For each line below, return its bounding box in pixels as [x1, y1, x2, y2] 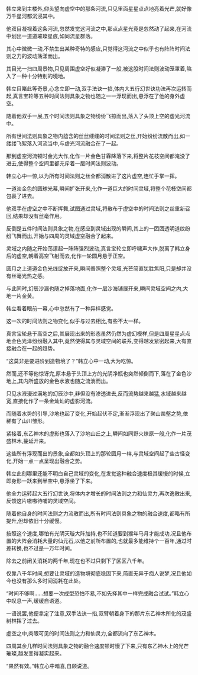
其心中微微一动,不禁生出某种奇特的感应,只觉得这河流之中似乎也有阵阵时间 [6, 45, 186, 52]
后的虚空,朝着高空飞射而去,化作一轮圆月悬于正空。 [6, 252, 129, 259]
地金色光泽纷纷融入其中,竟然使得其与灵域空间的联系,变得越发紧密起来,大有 [6, 337, 187, 345]
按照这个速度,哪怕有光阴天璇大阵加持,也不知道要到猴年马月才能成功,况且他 [6, 530, 187, 537]
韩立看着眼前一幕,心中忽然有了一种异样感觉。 [6, 305, 117, 312]
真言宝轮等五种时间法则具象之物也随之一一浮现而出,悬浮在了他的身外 [12, 92, 180, 99]
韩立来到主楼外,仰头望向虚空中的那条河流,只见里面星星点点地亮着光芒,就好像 [6, 5, 192, 12]
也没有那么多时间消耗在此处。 [11, 577, 84, 584]
